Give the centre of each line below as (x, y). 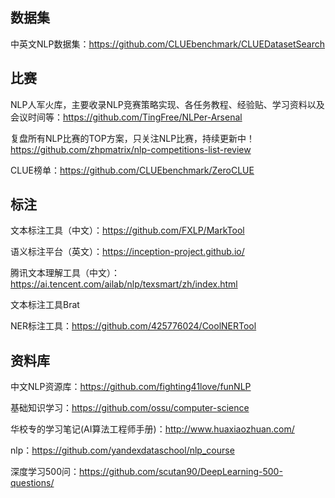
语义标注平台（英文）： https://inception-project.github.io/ (127, 252)
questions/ (32, 483)
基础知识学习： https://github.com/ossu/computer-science (130, 408)
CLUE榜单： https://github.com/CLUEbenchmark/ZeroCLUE (132, 170)
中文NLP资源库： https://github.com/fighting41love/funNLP (131, 387)
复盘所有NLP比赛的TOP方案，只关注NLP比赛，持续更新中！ (133, 138)
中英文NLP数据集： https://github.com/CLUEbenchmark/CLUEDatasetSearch (167, 44)
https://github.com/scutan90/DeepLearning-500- (180, 472)
